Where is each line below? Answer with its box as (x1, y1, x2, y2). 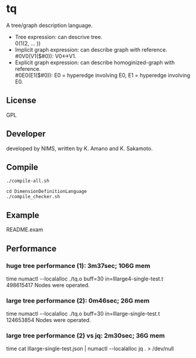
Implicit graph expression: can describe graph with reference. (14, 46, 168, 53)
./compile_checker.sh (6, 194, 61, 200)
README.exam (6, 226, 43, 233)
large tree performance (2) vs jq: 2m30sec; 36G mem (6, 332, 165, 340)
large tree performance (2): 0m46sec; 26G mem (6, 296, 150, 305)
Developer (6, 129, 46, 139)
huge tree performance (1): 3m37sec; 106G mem (6, 261, 150, 270)
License (6, 96, 37, 106)
